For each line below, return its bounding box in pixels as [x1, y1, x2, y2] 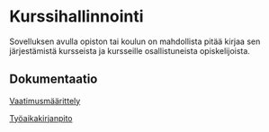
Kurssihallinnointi [9, 6, 144, 27]
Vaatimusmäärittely [9, 95, 81, 106]
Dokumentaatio [9, 72, 98, 87]
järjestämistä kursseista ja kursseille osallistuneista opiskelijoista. [9, 45, 250, 56]
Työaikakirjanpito [9, 112, 73, 123]
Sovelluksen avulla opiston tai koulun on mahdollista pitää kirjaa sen [9, 36, 261, 47]
